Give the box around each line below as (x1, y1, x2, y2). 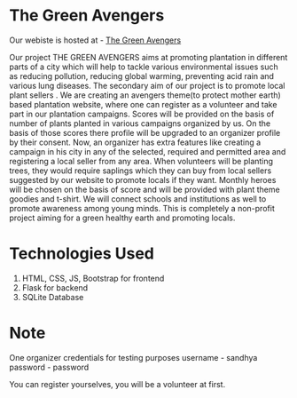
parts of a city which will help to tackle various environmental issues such (9, 61, 278, 72)
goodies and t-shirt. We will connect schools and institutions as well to (9, 193, 267, 204)
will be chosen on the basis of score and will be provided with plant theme (9, 184, 281, 195)
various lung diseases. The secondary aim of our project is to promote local (9, 80, 285, 91)
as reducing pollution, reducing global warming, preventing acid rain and (9, 70, 275, 81)
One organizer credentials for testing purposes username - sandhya (9, 352, 258, 362)
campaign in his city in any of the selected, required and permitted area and (9, 146, 286, 156)
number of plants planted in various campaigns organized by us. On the (9, 117, 271, 129)
